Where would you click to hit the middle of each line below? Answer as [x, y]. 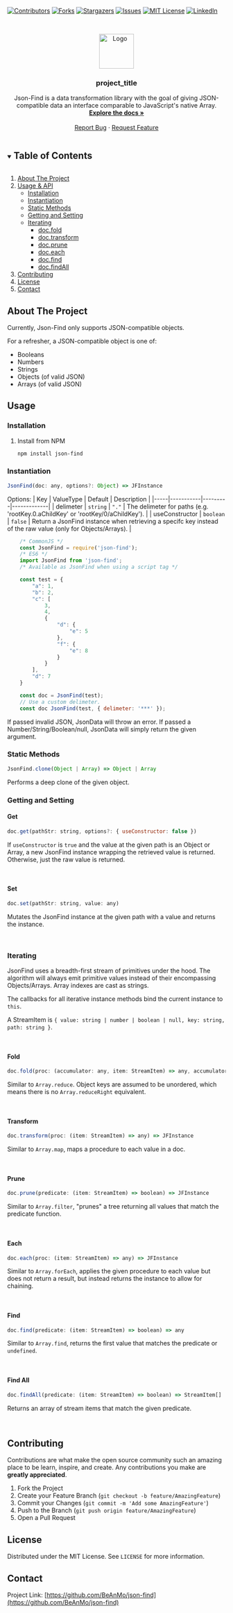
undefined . [22, 1350]
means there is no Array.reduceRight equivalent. [77, 1092]
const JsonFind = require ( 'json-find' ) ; [79, 548]
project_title [116, 83]
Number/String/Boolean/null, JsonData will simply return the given [102, 729]
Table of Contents [53, 155]
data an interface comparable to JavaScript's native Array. [133, 106]
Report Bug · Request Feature [116, 128]
